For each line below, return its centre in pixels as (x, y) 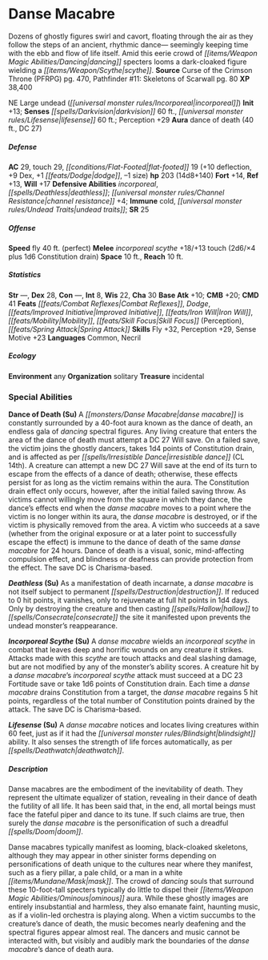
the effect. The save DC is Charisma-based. (81, 568)
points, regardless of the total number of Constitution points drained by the (132, 701)
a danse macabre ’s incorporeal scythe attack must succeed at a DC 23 (126, 676)
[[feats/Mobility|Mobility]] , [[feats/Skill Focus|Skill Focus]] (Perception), (126, 321)
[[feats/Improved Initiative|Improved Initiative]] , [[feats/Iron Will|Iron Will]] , (131, 312)
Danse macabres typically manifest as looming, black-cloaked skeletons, (128, 847)
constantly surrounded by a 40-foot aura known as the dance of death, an (131, 423)
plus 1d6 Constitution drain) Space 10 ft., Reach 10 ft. (96, 256)
